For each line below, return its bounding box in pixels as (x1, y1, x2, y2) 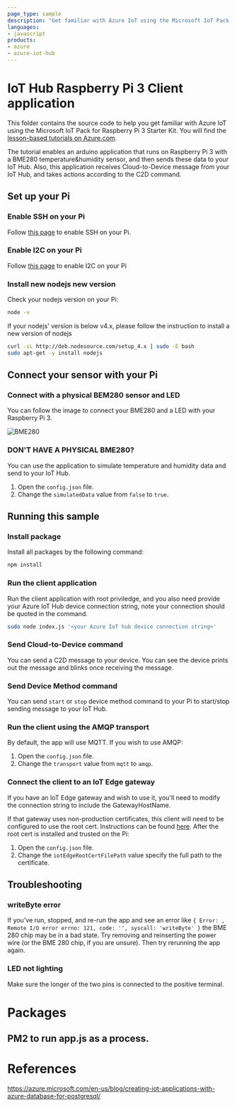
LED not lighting (7, 963, 64, 973)
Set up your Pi (7, 190, 71, 202)
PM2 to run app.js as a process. (7, 1033, 150, 1045)
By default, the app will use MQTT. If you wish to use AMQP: (7, 738, 183, 747)
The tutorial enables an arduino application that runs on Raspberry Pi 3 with (7, 147, 228, 156)
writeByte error (7, 900, 62, 910)
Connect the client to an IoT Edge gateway (7, 777, 156, 787)
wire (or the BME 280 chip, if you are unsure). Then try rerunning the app (7, 939, 221, 947)
